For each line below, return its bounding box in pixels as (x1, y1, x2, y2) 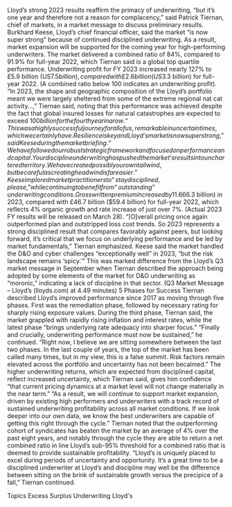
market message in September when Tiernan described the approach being (7, 264, 224, 272)
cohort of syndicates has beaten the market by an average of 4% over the (7, 426, 219, 435)
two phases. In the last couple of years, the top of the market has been (7, 345, 209, 354)
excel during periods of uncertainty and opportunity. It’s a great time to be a (7, 456, 224, 464)
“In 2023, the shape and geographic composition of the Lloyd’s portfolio (7, 87, 213, 95)
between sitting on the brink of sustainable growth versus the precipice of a (7, 471, 224, 479)
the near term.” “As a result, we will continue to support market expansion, (7, 390, 220, 398)
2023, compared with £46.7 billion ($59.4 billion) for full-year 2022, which (7, 198, 220, 206)
